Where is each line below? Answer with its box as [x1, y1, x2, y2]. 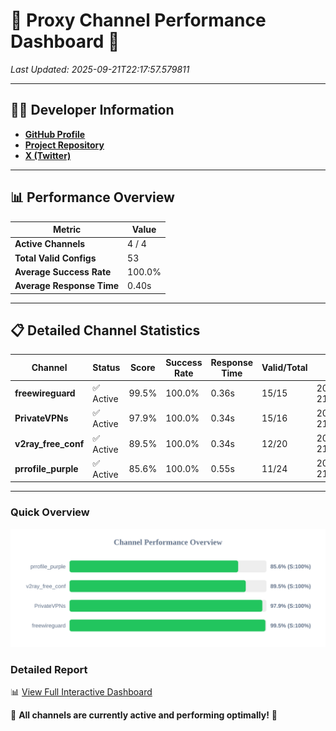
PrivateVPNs [14, 412, 69, 424]
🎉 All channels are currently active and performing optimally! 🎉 [10, 709, 278, 721]
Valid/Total [261, 362, 308, 374]
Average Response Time [14, 280, 120, 292]
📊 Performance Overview [10, 189, 175, 206]
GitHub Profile [24, 128, 86, 140]
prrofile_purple [14, 462, 79, 474]
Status [92, 362, 121, 374]
